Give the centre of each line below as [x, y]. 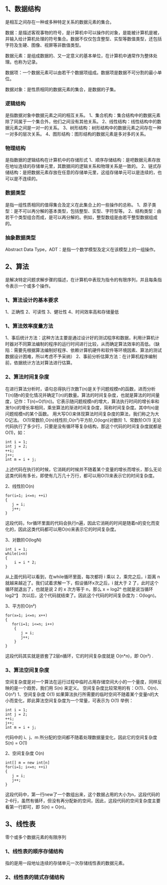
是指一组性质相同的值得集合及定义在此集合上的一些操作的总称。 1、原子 [79, 205]
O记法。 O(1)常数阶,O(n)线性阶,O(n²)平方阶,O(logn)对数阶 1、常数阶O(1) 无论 [83, 420]
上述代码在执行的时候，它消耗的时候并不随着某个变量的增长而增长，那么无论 [83, 469]
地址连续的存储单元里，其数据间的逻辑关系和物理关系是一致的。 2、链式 [83, 166]
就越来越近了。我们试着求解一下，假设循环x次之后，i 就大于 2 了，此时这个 [82, 583]
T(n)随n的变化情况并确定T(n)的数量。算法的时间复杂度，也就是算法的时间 [80, 395]
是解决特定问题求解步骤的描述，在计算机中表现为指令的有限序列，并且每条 [81, 280]
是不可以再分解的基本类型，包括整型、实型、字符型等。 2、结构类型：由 [87, 211]
